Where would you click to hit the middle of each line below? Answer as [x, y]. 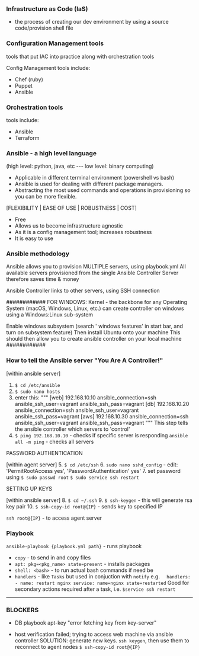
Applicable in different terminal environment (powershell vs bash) [94, 178]
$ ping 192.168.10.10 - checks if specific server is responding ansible [101, 435]
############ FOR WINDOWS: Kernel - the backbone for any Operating [97, 302]
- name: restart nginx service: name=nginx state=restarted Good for [102, 583]
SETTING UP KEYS [29, 488]
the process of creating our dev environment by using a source [92, 22]
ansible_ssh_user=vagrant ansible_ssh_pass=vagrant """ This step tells [101, 423]
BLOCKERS [23, 610]
